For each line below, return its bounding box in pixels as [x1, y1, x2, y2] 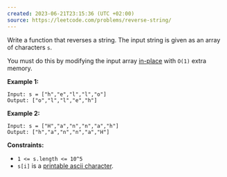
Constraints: [7, 140, 44, 149]
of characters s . [7, 43, 53, 51]
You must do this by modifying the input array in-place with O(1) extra [7, 56, 206, 65]
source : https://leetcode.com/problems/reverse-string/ [7, 17, 172, 24]
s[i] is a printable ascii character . [17, 161, 114, 170]
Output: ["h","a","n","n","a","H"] [7, 128, 110, 135]
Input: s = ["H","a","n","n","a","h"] [7, 122, 119, 129]
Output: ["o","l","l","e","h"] [7, 96, 98, 104]
